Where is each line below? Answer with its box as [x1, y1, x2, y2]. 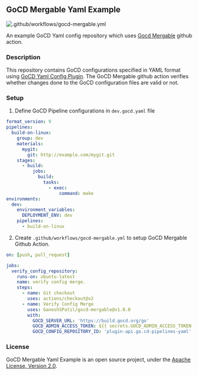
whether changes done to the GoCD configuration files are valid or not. [6, 79, 179, 86]
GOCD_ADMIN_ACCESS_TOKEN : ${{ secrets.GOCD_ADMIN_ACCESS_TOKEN [32, 323, 192, 329]
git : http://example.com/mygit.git [27, 152, 115, 158]
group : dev [17, 136, 44, 142]
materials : [17, 140, 44, 147]
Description [6, 53, 41, 61]
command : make [59, 190, 94, 196]
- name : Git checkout [21, 290, 76, 296]
